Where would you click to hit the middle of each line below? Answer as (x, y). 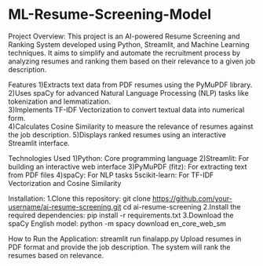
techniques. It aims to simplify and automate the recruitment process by (124, 53)
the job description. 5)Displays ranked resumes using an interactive (117, 134)
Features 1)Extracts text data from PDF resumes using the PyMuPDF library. (130, 85)
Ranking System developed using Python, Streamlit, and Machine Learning (129, 44)
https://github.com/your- (193, 199)
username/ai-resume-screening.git (65, 206)
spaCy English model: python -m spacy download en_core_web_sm (117, 223)
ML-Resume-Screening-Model (110, 15)
